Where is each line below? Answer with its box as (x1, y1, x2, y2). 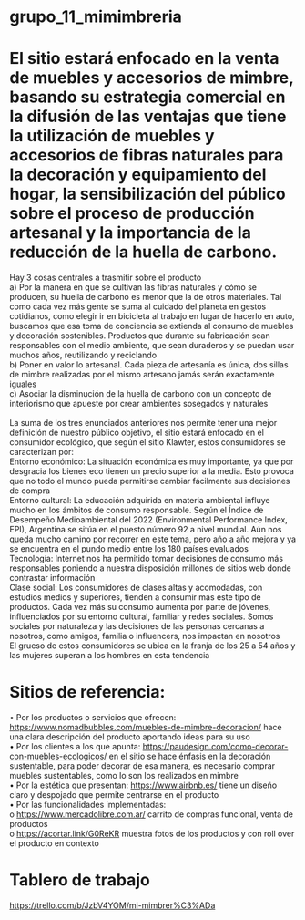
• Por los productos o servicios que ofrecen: (9, 712, 177, 723)
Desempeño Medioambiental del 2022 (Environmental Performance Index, (9, 514, 289, 525)
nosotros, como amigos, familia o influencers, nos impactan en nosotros (9, 631, 280, 642)
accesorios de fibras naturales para (9, 145, 284, 166)
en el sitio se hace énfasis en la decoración (108, 750, 271, 762)
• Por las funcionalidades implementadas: (9, 800, 167, 811)
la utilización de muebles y (9, 126, 216, 147)
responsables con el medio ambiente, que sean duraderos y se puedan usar (9, 340, 295, 351)
